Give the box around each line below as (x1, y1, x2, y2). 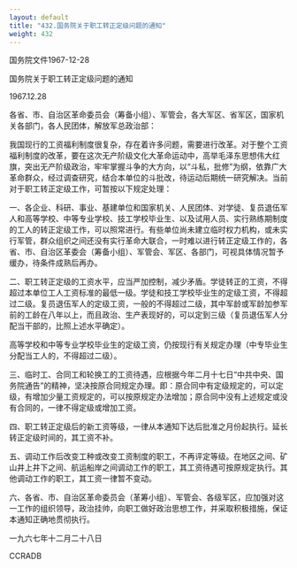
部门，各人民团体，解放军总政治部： (24, 120, 156, 131)
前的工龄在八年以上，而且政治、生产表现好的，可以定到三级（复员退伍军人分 (9, 310, 288, 320)
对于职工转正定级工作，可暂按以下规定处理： (9, 183, 172, 195)
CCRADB (9, 550, 42, 562)
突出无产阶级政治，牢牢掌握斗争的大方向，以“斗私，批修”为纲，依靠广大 (24, 161, 287, 173)
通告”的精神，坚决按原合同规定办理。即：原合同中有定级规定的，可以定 (24, 380, 285, 391)
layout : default (9, 12, 69, 22)
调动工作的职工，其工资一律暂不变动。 (16, 473, 156, 484)
